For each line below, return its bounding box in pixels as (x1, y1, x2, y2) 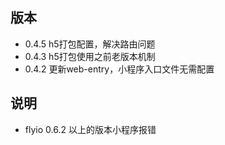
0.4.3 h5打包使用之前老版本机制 (24, 50, 156, 62)
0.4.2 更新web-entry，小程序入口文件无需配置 (24, 63, 215, 75)
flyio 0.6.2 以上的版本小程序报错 (24, 123, 157, 135)
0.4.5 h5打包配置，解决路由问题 (24, 38, 156, 50)
